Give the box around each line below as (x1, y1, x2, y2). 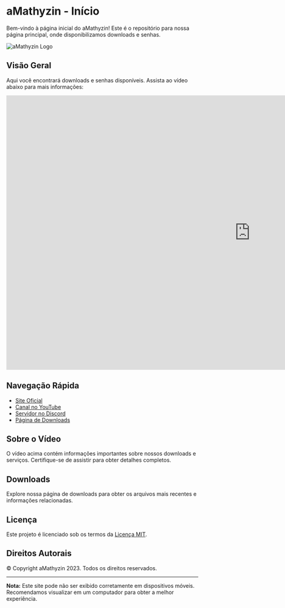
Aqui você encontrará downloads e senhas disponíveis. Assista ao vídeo (6, 76, 188, 84)
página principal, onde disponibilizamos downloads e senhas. (6, 30, 161, 38)
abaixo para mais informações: (6, 83, 84, 90)
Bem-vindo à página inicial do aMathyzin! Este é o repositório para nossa (6, 24, 190, 32)
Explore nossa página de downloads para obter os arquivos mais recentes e (6, 490, 197, 498)
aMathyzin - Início (6, 4, 100, 18)
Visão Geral (6, 60, 52, 71)
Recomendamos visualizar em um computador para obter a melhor (6, 588, 174, 596)
